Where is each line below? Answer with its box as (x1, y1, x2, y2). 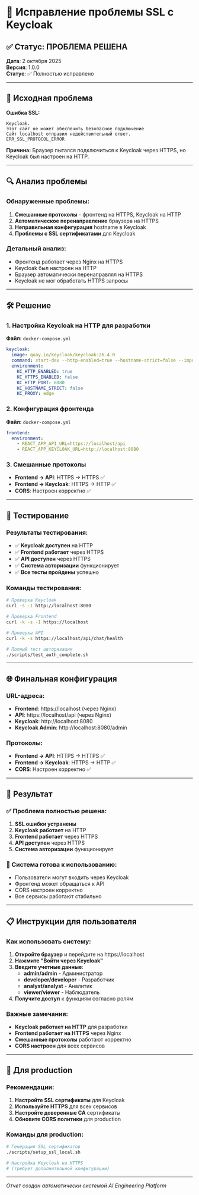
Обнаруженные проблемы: (6, 197, 90, 206)
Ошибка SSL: (6, 109, 40, 116)
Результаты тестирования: (6, 528, 88, 537)
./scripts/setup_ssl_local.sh (6, 1149, 81, 1156)
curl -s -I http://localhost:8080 (6, 603, 92, 609)
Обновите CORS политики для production (14, 1115, 121, 1123)
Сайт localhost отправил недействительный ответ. (6, 131, 131, 137)
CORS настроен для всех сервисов (14, 1042, 105, 1049)
